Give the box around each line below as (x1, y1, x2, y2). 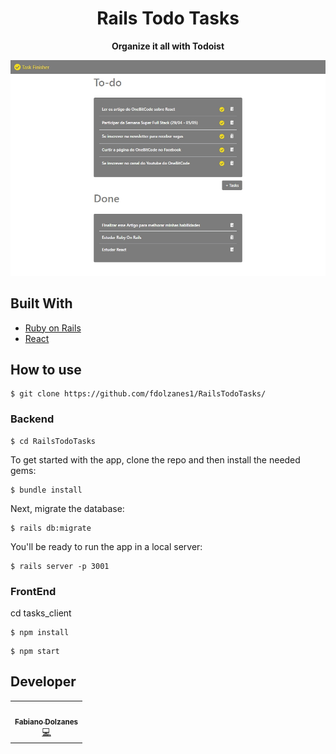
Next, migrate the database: (10, 502, 125, 514)
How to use (10, 361, 82, 378)
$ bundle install (10, 485, 83, 495)
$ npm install (10, 627, 70, 637)
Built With (10, 295, 73, 312)
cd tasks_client (10, 607, 72, 619)
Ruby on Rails (24, 322, 82, 334)
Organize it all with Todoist (111, 40, 225, 52)
